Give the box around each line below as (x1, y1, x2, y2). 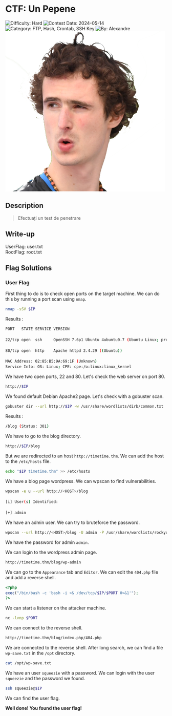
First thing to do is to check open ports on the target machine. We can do (5, 290, 160, 297)
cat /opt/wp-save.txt (5, 661, 52, 666)
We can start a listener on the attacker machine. (5, 605, 106, 611)
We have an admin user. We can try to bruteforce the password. (5, 519, 140, 525)
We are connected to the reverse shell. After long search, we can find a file (5, 645, 163, 650)
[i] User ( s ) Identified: (5, 499, 58, 504)
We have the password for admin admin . (5, 539, 89, 545)
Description (5, 201, 44, 210)
